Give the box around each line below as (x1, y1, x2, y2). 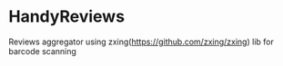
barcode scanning (8, 45, 76, 56)
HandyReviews (8, 6, 125, 27)
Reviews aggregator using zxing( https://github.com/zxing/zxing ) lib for (8, 36, 274, 47)
